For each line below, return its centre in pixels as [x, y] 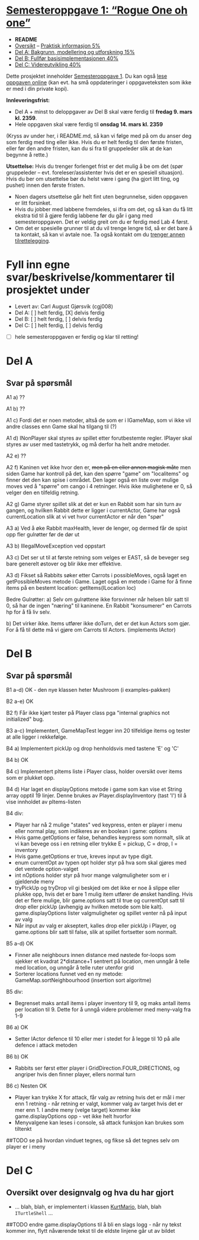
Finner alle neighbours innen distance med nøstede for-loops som [95, 955]
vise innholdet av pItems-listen [44, 802]
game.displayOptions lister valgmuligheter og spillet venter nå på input [101, 913]
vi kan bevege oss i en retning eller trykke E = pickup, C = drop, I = [96, 844]
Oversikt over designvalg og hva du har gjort [90, 1192]
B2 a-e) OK [20, 701]
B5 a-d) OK [20, 943]
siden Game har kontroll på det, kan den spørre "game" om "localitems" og [97, 473]
